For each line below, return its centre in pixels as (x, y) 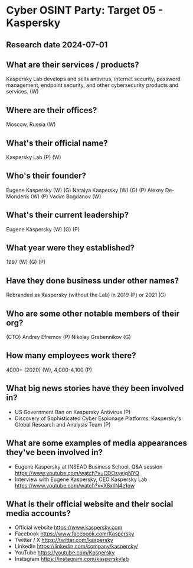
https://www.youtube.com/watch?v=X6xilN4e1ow (75, 485)
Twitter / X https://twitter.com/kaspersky (64, 540)
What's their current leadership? (67, 215)
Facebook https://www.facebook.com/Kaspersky (74, 534)
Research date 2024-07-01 (57, 45)
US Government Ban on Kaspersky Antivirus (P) (73, 412)
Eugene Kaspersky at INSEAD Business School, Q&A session (89, 467)
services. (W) (22, 92)
